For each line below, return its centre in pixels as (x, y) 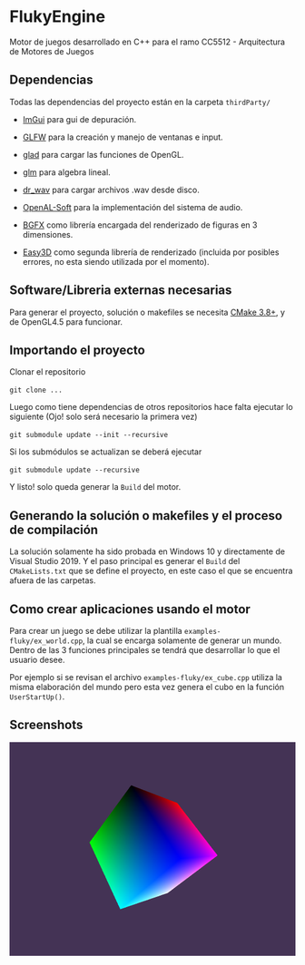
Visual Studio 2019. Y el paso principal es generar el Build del (125, 561)
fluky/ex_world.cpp (46, 641)
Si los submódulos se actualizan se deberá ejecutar (106, 452)
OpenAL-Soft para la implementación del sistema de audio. (133, 207)
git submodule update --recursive (75, 470)
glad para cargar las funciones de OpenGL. (103, 154)
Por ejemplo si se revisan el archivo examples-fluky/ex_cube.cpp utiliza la (146, 677)
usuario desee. (37, 660)
